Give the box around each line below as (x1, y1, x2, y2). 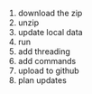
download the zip (17, 8, 83, 18)
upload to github (17, 65, 79, 76)
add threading (17, 46, 70, 57)
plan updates (17, 75, 68, 85)
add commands (17, 56, 77, 66)
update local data (17, 27, 83, 37)
